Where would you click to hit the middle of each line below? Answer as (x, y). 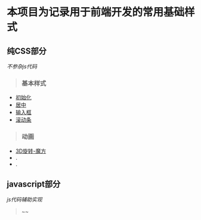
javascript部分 (34, 184)
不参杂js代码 (22, 66)
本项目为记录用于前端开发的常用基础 (96, 12)
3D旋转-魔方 (31, 151)
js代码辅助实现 (24, 200)
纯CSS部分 (27, 51)
